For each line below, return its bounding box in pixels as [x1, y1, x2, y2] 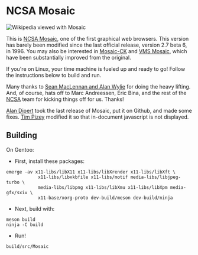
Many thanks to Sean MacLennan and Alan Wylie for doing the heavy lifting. [6, 83, 191, 90]
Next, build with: [14, 205, 55, 212]
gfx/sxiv [6, 189, 28, 195]
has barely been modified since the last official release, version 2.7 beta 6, [6, 41, 187, 48]
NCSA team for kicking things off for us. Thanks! [6, 96, 124, 103]
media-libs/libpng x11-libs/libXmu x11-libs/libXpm [37, 184, 168, 190]
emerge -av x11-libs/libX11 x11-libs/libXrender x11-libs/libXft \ [6, 169, 176, 175]
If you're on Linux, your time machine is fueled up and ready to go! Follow [6, 65, 186, 72]
